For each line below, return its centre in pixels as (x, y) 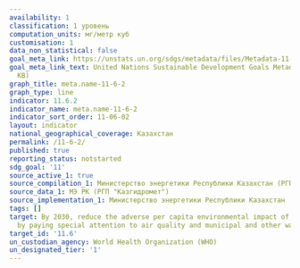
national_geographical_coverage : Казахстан (92, 134)
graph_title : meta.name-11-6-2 (67, 84)
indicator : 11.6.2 (43, 100)
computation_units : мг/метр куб (69, 34)
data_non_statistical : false (63, 51)
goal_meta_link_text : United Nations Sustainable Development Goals (139, 68)
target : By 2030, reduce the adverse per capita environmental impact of (150, 217)
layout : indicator (43, 126)
